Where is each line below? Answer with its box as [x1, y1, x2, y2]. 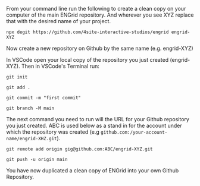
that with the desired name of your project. [6, 18, 111, 24]
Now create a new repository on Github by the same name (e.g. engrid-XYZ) [6, 45, 193, 52]
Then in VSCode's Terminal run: [21, 62, 100, 70]
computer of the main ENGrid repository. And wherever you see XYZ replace [6, 11, 194, 18]
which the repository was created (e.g [6, 128, 100, 135]
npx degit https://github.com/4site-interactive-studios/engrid [6, 29, 169, 35]
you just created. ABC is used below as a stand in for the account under [6, 122, 183, 129]
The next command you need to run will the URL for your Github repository [6, 116, 189, 122]
